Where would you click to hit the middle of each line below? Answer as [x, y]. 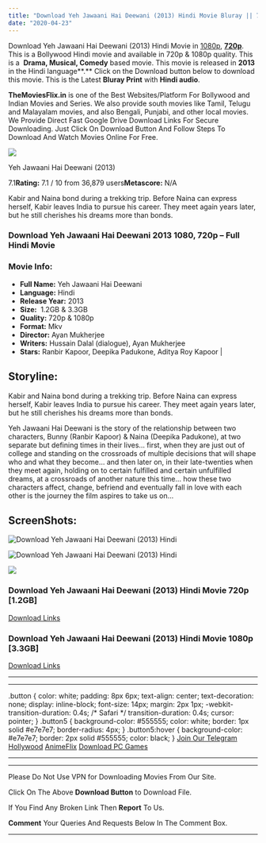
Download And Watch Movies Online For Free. [83, 137]
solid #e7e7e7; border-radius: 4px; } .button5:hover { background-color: [125, 729]
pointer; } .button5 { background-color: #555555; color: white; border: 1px [129, 721]
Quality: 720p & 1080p [57, 318]
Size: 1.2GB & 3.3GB [54, 309]
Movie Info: [30, 267]
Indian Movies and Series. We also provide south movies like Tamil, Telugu [129, 103]
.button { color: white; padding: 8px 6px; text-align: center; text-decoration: [131, 695]
